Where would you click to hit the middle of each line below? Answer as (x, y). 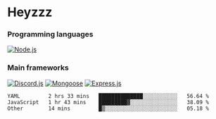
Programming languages (50, 35)
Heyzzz (30, 12)
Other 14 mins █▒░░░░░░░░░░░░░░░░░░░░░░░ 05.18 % (108, 108)
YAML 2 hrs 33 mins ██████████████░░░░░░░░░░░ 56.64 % (108, 96)
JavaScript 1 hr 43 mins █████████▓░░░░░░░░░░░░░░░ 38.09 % (108, 102)
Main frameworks (38, 68)
